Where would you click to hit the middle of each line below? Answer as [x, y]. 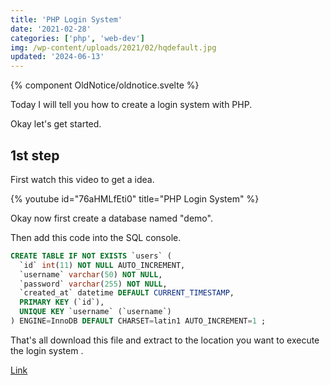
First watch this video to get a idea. [82, 179]
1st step [35, 155]
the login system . [47, 350]
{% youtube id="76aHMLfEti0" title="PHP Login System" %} [135, 198]
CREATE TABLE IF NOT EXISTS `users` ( [91, 256]
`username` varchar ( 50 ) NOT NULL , [91, 274]
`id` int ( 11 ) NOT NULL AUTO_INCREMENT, [102, 265]
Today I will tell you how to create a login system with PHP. [131, 105]
